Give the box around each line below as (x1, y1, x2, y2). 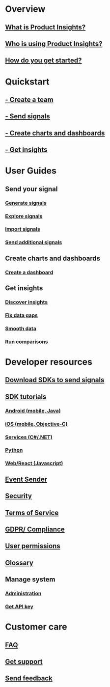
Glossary (5, 558, 33, 567)
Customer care (5, 621, 67, 632)
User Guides (5, 165, 56, 176)
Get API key (5, 603, 33, 610)
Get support (5, 657, 43, 666)
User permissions (5, 542, 60, 550)
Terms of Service (5, 508, 59, 517)
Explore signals (5, 213, 43, 220)
